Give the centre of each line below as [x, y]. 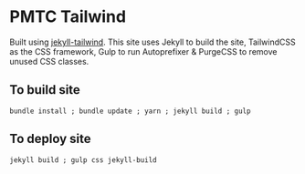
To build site [45, 90]
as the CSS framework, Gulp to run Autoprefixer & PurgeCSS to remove [143, 51]
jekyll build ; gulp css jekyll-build [83, 160]
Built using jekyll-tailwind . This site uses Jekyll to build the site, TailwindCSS [152, 42]
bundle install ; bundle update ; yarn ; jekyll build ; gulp [130, 111]
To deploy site [50, 139]
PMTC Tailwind [68, 17]
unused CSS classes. [49, 61]
